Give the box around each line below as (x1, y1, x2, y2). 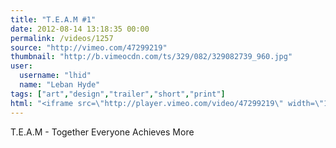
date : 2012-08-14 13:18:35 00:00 (10, 24, 150, 34)
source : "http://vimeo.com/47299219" (10, 42, 168, 53)
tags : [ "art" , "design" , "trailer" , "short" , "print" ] (10, 89, 226, 99)
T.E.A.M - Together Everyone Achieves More (10, 126, 195, 138)
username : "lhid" (19, 71, 92, 81)
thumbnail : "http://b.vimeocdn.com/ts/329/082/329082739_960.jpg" (10, 52, 293, 62)
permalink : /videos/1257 (10, 33, 114, 43)
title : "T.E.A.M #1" (10, 14, 97, 25)
